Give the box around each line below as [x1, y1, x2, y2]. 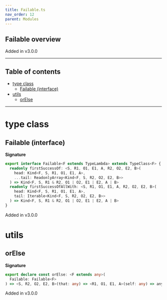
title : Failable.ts [5, 7, 46, 12]
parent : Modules [5, 16, 39, 21]
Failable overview [5, 35, 61, 43]
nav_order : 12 [5, 12, 35, 17]
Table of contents [5, 67, 61, 76]
